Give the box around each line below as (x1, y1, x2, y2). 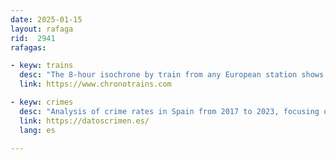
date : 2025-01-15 (10, 14, 83, 25)
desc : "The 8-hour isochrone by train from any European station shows (19, 70, 325, 80)
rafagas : (10, 42, 47, 53)
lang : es (19, 125, 56, 135)
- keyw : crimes (10, 97, 74, 107)
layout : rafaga (10, 24, 74, 34)
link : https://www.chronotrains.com (19, 79, 172, 90)
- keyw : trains (10, 61, 74, 71)
